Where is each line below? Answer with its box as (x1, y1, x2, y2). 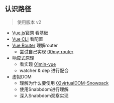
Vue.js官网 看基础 (12, 30, 49, 36)
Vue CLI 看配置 (12, 36, 43, 42)
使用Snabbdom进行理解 (19, 86, 69, 92)
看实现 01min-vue (19, 61, 56, 67)
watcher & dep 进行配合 (19, 67, 69, 73)
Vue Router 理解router (12, 42, 58, 48)
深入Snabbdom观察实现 (19, 92, 69, 98)
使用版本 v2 (17, 19, 42, 25)
